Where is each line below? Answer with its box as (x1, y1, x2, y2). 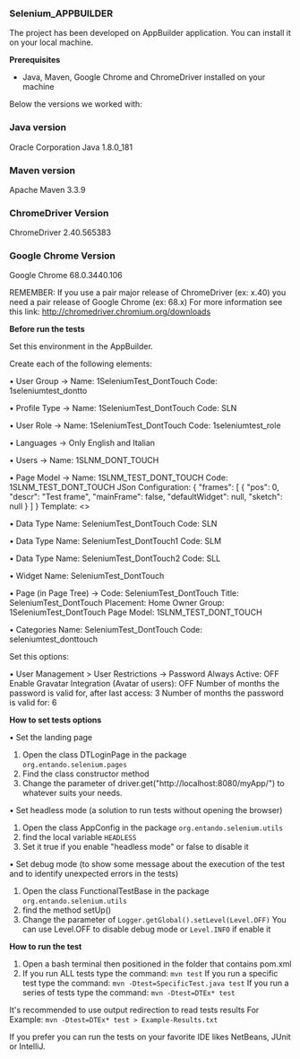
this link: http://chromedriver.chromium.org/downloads (9, 306, 211, 317)
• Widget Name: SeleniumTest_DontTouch (9, 571, 165, 582)
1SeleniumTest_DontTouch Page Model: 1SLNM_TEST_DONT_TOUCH (9, 607, 262, 617)
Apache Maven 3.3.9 (9, 184, 86, 195)
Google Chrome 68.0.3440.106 (9, 270, 123, 281)
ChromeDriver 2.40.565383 (9, 227, 112, 238)
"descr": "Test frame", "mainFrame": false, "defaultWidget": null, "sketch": (9, 492, 284, 503)
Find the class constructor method (21, 768, 150, 779)
